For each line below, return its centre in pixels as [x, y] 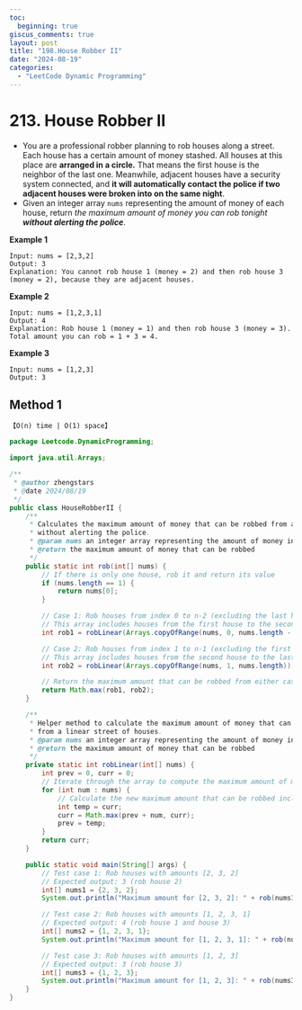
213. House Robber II [88, 120]
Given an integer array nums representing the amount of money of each [153, 202]
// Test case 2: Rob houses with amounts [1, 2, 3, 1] [147, 915]
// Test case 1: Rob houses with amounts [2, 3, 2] [141, 873]
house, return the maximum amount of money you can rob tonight [145, 212]
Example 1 [28, 239]
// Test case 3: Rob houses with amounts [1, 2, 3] [141, 956]
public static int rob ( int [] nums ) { [96, 566]
